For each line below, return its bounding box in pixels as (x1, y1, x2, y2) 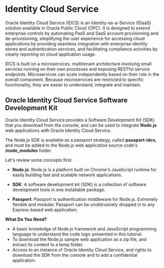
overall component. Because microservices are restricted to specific (5, 77, 144, 82)
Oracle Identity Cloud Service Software (5, 96, 128, 105)
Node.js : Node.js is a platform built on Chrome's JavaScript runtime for (12, 166, 157, 172)
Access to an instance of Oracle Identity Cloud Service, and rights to (12, 247, 152, 253)
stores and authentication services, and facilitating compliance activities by (5, 46, 158, 52)
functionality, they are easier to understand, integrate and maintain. (5, 81, 142, 87)
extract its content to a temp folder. (12, 241, 84, 247)
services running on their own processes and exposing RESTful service (5, 66, 150, 72)
